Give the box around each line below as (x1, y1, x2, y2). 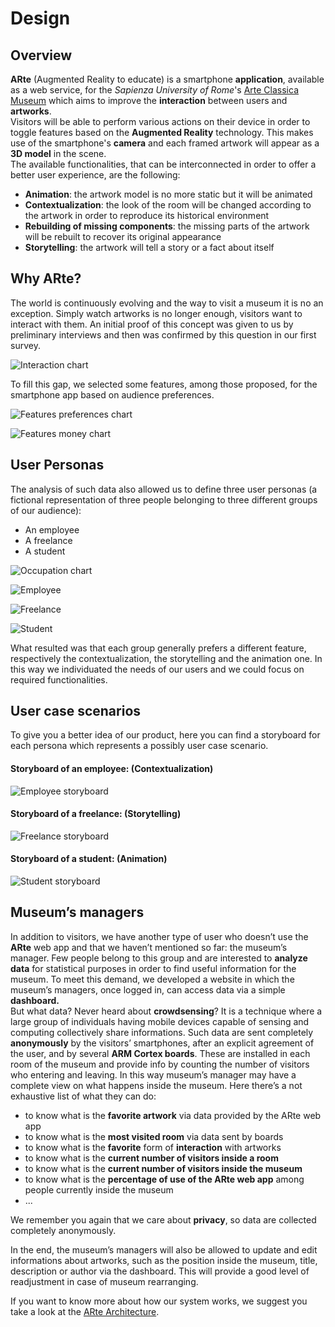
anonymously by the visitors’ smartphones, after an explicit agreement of (10, 1037, 315, 1049)
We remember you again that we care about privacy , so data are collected (10, 1213, 317, 1226)
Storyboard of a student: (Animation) (10, 853, 168, 865)
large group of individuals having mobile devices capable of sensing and (10, 1015, 310, 1027)
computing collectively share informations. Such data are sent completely (10, 1026, 314, 1038)
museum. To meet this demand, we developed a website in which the (10, 973, 295, 985)
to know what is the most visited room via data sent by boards (24, 1130, 284, 1142)
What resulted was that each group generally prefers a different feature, (10, 642, 307, 654)
